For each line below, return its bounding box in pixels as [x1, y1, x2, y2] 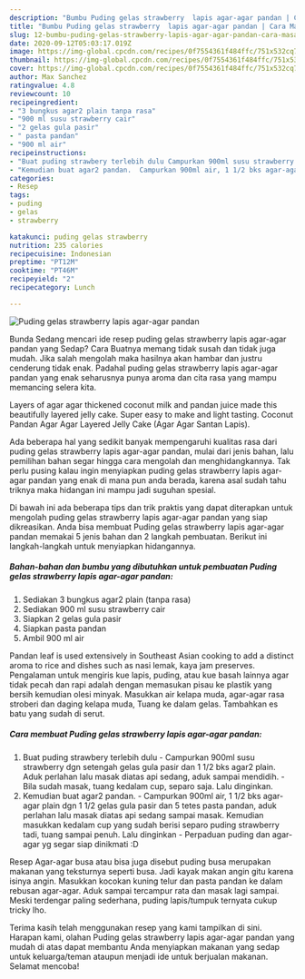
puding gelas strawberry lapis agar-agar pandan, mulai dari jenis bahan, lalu [9, 446, 294, 457]
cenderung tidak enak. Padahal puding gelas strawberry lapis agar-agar [9, 362, 279, 373]
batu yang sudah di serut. [9, 707, 105, 718]
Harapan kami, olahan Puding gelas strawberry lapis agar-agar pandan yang [9, 932, 295, 943]
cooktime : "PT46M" [9, 266, 79, 275]
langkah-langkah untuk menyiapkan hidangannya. [9, 540, 197, 551]
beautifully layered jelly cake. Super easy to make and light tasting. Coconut [9, 409, 293, 420]
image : [9, 47, 34, 56]
